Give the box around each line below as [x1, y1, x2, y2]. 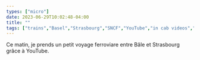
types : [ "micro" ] [6, 8, 49, 15]
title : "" [6, 19, 31, 25]
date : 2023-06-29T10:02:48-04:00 [6, 14, 89, 20]
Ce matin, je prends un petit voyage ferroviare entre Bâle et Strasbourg [6, 41, 180, 48]
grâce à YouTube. [6, 48, 49, 55]
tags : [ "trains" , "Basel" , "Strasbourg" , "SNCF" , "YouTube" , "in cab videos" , [6, 25, 193, 31]
